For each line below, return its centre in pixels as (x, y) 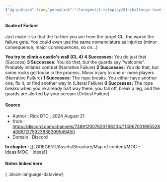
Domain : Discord (30, 137)
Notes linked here (24, 163)
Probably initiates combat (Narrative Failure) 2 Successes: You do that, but (82, 67)
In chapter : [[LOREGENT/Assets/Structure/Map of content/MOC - (73, 147)
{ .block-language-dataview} (35, 175)
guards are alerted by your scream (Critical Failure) (57, 93)
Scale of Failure (22, 26)
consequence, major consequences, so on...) (51, 47)
